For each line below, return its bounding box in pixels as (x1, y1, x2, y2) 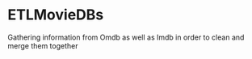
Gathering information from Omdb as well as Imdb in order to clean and (7, 32, 245, 42)
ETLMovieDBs (7, 6, 104, 24)
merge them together (7, 40, 78, 50)
